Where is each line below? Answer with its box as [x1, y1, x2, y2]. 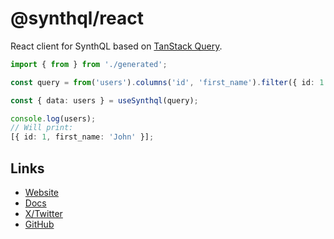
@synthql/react [10, 7, 144, 30]
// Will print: [10, 123, 74, 133]
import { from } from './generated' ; [10, 59, 168, 69]
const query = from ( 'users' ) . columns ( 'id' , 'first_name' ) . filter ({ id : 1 [10, 77, 325, 87]
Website [24, 187, 60, 198]
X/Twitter [24, 208, 63, 219]
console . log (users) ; [10, 113, 97, 124]
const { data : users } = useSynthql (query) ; [10, 95, 199, 106]
